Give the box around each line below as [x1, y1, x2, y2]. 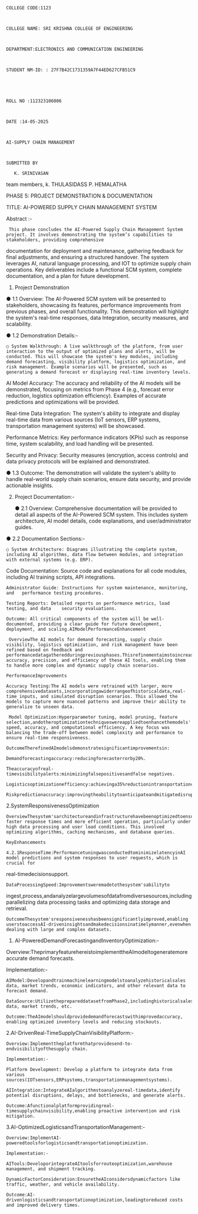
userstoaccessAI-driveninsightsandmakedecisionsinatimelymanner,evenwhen [6, 921, 192, 927]
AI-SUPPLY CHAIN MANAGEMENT [6, 139, 75, 145]
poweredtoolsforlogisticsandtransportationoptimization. [6, 1140, 149, 1146]
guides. [14, 524, 34, 531]
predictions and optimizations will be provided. [6, 398, 120, 405]
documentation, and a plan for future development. [6, 272, 130, 280]
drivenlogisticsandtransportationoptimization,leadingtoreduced [6, 1197, 167, 1203]
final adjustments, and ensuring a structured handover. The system [6, 254, 169, 261]
